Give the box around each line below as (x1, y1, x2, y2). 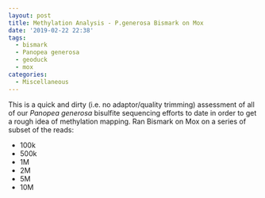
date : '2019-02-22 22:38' (8, 26, 94, 34)
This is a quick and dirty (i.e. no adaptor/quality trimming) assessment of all (8, 100, 255, 109)
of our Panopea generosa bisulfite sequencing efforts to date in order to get (8, 108, 257, 117)
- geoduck (15, 56, 48, 64)
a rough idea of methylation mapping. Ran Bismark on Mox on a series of (8, 116, 247, 126)
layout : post (8, 11, 52, 20)
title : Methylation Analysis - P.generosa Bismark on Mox (8, 19, 204, 27)
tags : (8, 33, 26, 42)
